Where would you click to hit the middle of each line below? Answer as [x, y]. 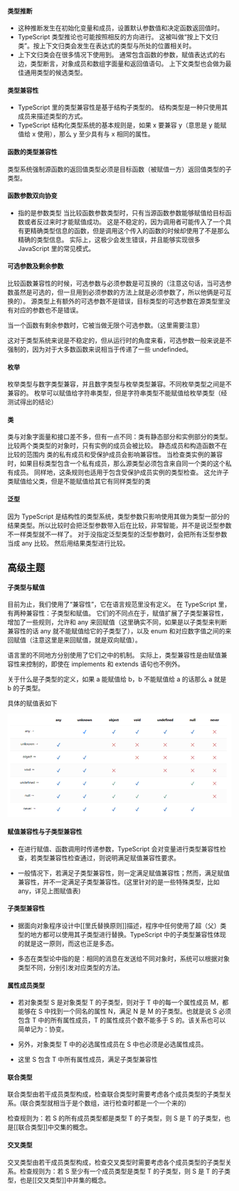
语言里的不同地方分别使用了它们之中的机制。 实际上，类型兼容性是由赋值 [114, 655]
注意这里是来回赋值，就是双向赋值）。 [86, 640]
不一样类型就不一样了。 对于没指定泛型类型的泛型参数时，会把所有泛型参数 [117, 534]
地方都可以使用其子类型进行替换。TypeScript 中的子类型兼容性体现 [128, 934]
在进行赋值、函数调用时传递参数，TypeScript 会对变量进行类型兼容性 [119, 849]
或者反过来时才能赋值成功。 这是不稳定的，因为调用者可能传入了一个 [124, 222]
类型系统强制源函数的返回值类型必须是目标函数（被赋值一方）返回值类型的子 [119, 169]
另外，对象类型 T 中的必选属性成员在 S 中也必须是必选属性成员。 [112, 1044]
